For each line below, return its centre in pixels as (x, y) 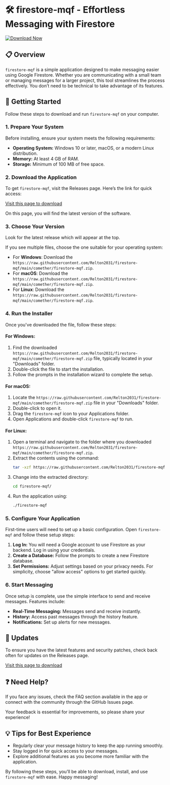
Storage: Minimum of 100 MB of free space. (59, 164)
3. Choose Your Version (35, 226)
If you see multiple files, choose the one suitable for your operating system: (84, 247)
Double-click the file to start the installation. (58, 369)
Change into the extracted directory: (50, 477)
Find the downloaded (35, 347)
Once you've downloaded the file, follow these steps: (61, 324)
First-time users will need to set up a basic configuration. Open (71, 530)
